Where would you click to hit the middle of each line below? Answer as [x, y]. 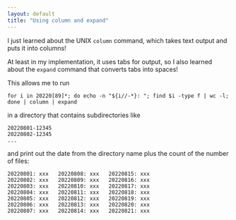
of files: [18, 161]
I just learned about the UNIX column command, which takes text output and [117, 40]
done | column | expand [42, 102]
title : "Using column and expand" [58, 20]
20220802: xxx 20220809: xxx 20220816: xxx [79, 180]
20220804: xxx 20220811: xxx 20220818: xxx [79, 192]
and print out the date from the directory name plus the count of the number [118, 153]
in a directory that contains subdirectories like [74, 115]
